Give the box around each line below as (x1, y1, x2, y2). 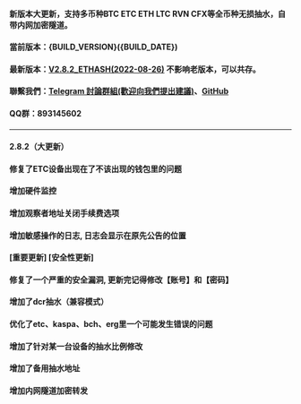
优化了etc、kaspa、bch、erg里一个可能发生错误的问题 (9, 318, 213, 329)
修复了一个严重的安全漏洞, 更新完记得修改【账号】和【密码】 (9, 274, 234, 285)
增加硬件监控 (9, 185, 56, 196)
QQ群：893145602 (9, 107, 82, 118)
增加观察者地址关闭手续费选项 (9, 207, 119, 219)
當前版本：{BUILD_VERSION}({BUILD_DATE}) (9, 41, 178, 53)
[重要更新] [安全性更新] (9, 252, 94, 263)
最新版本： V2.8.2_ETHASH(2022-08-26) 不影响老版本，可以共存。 (9, 64, 262, 74)
